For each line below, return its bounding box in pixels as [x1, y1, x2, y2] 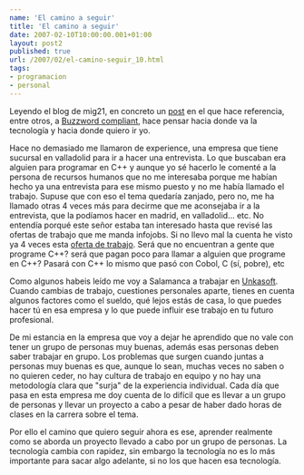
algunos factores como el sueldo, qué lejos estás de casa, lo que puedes [9, 295, 282, 305]
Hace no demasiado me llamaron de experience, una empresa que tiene [9, 142, 279, 153]
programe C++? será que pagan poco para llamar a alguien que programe [9, 248, 286, 259]
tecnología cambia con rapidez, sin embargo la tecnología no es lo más [9, 445, 276, 456]
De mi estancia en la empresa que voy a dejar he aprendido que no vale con [9, 332, 294, 343]
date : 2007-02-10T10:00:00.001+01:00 [9, 30, 152, 39]
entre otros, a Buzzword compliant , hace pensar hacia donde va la [9, 115, 258, 126]
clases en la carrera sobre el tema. [9, 409, 139, 420]
